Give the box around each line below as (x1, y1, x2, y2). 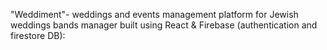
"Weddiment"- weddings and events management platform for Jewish (10, 9, 299, 20)
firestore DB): (10, 30, 66, 41)
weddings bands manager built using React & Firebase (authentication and (10, 19, 318, 31)
